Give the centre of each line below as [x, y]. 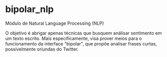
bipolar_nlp [30, 9]
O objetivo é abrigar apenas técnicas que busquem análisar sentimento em [84, 33]
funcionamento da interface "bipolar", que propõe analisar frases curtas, [81, 43]
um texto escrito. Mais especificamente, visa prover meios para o [74, 38]
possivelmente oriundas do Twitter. [42, 49]
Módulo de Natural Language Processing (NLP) [55, 23]
